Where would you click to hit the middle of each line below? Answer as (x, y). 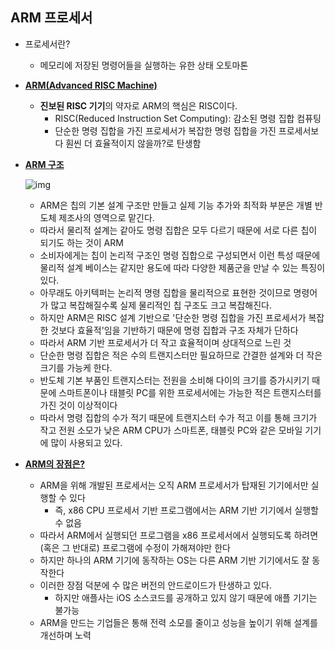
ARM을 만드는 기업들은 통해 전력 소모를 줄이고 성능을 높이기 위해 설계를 (178, 622)
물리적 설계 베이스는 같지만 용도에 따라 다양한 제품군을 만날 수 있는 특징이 (182, 267)
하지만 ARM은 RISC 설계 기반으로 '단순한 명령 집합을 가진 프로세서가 (173, 317)
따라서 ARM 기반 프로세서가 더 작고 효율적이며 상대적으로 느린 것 (165, 342)
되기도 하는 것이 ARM (81, 242)
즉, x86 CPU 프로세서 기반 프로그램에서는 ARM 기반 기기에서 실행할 (186, 510)
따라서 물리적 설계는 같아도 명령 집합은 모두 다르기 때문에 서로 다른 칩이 (178, 230)
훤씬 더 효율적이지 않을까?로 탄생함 (133, 143)
